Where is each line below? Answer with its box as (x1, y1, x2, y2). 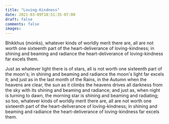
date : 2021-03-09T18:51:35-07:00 (5, 12, 76, 17)
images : (5, 26, 22, 31)
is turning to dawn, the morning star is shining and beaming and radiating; (5, 93, 159, 99)
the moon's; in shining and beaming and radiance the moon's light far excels (5, 71, 164, 77)
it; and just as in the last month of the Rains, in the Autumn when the (5, 77, 147, 83)
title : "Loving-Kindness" (5, 7, 60, 13)
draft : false (5, 17, 33, 22)
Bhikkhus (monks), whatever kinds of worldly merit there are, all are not (5, 40, 154, 46)
